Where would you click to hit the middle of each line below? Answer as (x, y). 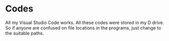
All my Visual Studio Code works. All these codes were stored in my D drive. (85, 22)
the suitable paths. (25, 33)
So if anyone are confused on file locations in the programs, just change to (83, 27)
